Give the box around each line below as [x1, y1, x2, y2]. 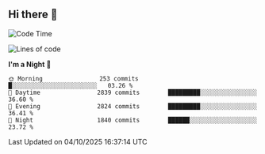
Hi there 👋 [8, 8, 58, 21]
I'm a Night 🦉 [8, 59, 52, 69]
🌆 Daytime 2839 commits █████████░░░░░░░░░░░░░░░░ [8, 88, 258, 96]
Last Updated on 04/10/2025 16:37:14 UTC [8, 137, 148, 146]
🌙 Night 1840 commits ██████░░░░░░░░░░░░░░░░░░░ [8, 116, 258, 124]
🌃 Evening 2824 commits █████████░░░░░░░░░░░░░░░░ [8, 102, 258, 111]
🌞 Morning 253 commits [8, 74, 139, 83]
